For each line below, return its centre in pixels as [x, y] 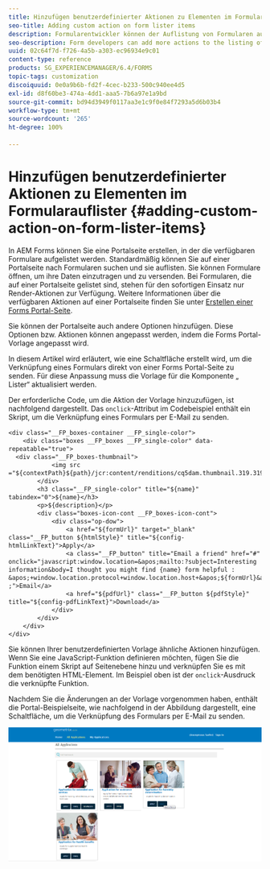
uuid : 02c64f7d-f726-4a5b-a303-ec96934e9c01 [84, 51]
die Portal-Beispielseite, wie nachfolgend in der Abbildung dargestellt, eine [132, 707]
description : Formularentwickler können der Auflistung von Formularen [131, 34]
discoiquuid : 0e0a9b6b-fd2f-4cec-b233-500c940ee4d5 [96, 85]
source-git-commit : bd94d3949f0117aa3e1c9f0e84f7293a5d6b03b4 [115, 102]
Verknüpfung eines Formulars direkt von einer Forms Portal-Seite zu [121, 367]
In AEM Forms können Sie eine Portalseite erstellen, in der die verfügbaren [132, 250]
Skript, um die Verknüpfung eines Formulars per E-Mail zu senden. [119, 417]
